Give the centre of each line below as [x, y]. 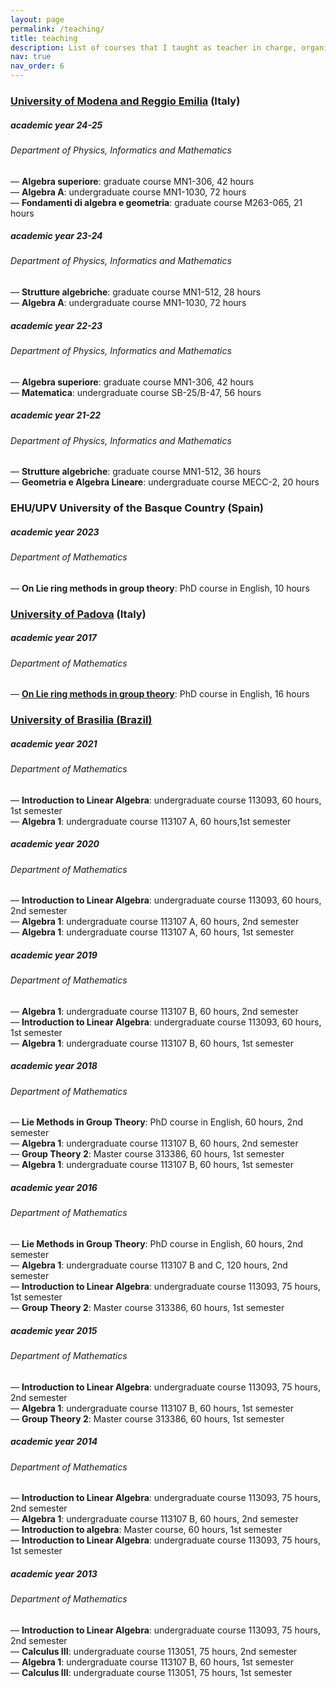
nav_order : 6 [37, 66]
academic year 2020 [55, 844]
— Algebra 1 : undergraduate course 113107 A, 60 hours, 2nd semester [155, 922]
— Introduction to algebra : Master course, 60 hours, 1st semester [146, 1530]
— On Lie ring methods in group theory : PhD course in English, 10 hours [160, 588]
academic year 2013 [54, 1573]
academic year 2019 [54, 955]
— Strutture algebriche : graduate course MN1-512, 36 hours [136, 472]
